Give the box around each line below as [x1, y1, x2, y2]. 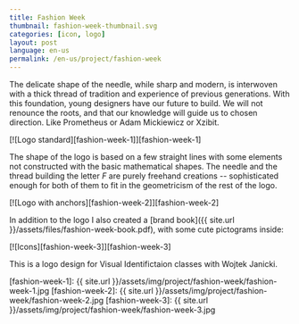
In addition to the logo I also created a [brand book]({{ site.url [9, 215, 235, 225]
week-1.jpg [9, 286, 50, 295]
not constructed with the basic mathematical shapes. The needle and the [9, 162, 278, 171]
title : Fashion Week [9, 12, 87, 22]
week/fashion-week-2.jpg [9, 295, 104, 305]
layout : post [9, 37, 58, 47]
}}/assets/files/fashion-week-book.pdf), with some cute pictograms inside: [9, 224, 284, 235]
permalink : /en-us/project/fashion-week [9, 54, 162, 63]
